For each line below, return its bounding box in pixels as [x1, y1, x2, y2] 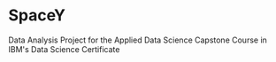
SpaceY [8, 5, 65, 26]
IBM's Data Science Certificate [8, 43, 120, 54]
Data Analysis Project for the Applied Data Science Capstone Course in [8, 35, 267, 45]
